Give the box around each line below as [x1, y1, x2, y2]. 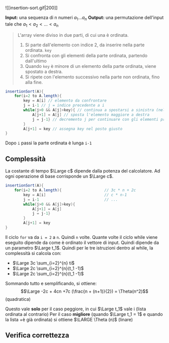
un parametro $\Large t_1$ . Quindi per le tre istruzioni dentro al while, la [5, 244, 153, 251]
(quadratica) [5, 296, 31, 302]
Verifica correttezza [5, 331, 69, 339]
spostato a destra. [25, 68, 63, 74]
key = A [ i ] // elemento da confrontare [23, 98, 107, 103]
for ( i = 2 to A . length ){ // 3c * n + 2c [14, 188, 136, 193]
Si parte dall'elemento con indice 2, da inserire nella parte [25, 42, 145, 48]
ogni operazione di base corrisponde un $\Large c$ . [5, 174, 114, 180]
